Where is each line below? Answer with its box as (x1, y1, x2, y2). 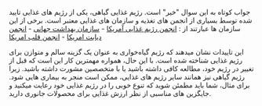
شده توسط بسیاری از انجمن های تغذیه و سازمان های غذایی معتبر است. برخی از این (9, 16, 253, 25)
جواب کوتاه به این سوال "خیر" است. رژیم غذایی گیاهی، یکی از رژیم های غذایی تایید (9, 8, 250, 16)
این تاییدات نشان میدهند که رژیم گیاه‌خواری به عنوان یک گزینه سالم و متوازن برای (9, 48, 244, 56)
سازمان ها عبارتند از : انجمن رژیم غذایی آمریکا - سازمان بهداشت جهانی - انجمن (9, 24, 242, 33)
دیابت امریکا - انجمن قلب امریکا (9, 32, 102, 41)
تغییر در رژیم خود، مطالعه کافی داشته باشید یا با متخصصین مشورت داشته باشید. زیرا (9, 64, 254, 73)
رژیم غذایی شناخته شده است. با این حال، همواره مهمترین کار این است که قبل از (9, 55, 242, 65)
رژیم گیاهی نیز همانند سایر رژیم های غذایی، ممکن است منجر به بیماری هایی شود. (9, 72, 246, 81)
